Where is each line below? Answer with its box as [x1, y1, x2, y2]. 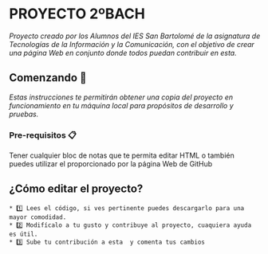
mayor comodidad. [9, 213, 67, 221]
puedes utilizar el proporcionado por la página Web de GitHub [9, 159, 213, 169]
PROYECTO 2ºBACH [9, 5, 146, 23]
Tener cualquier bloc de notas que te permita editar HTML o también [9, 150, 235, 160]
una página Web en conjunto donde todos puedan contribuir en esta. [9, 48, 238, 57]
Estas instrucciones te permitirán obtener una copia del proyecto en [9, 92, 234, 102]
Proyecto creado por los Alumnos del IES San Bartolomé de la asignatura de [9, 31, 261, 41]
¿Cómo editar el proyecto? [9, 182, 144, 196]
